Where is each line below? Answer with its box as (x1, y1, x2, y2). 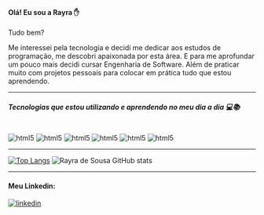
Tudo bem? (8, 28, 45, 38)
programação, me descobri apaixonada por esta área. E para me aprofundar (8, 52, 255, 61)
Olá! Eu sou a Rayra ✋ (8, 7, 80, 16)
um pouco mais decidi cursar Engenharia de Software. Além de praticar (8, 60, 240, 69)
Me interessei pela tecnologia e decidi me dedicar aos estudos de (8, 43, 222, 53)
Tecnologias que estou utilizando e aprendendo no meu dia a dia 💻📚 (8, 102, 240, 111)
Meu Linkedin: (8, 181, 56, 191)
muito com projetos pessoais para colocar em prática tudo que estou (8, 68, 232, 78)
